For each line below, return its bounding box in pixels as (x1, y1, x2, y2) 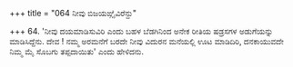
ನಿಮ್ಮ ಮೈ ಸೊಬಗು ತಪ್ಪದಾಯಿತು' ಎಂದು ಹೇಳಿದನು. (9, 46, 144, 57)
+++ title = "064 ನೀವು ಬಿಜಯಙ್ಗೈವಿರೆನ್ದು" (9, 8, 136, 18)
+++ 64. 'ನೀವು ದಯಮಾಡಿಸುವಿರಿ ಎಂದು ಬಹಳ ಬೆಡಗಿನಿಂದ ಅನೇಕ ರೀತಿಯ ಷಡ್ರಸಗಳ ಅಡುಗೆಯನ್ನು (9, 26, 274, 36)
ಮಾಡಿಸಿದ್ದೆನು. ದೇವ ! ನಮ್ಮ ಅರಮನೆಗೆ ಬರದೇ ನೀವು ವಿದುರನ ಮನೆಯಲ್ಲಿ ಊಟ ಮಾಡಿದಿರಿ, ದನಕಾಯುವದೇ (9, 36, 284, 46)
